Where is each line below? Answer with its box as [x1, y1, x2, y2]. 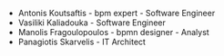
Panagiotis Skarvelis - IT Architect [17, 36, 146, 47]
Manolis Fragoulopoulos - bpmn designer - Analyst [17, 27, 209, 37]
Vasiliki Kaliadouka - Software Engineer [17, 17, 167, 28]
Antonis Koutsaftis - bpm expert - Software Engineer [17, 8, 216, 18]
